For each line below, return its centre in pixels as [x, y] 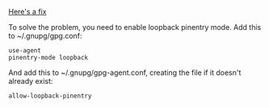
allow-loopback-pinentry [50, 96]
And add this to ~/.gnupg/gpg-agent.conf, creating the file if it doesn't [125, 73]
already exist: [31, 81]
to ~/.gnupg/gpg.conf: [45, 36]
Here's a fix [27, 12]
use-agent [25, 51]
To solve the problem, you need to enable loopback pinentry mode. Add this [135, 27]
